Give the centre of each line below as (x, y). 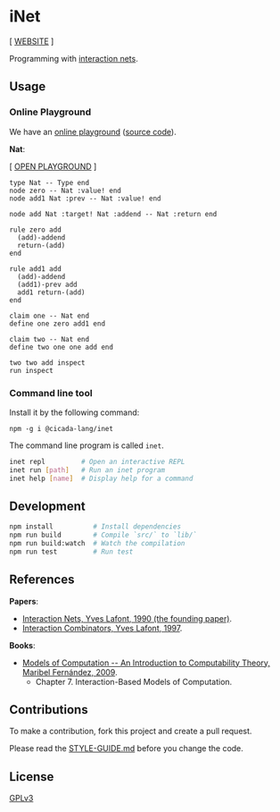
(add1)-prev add (47, 284)
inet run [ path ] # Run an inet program (87, 470)
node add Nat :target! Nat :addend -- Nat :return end (113, 214)
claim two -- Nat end (49, 339)
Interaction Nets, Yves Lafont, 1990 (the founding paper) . (127, 618)
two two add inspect (48, 363)
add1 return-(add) (52, 292)
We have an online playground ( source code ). (93, 131)
